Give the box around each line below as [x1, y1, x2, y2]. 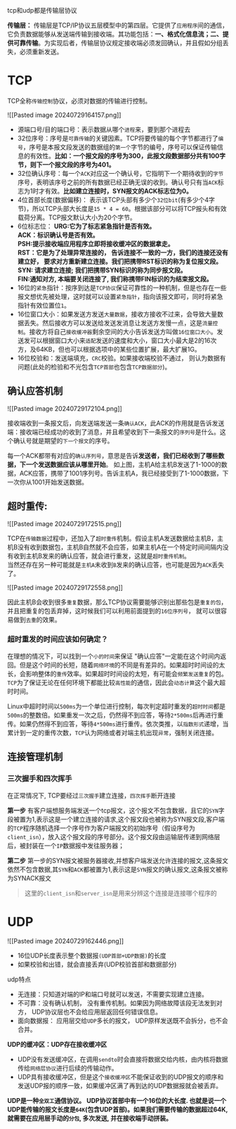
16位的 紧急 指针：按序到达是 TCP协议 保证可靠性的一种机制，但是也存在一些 [17, 283, 227, 292]
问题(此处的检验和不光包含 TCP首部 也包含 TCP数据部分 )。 [17, 362, 171, 371]
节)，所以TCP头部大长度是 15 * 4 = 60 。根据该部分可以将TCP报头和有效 [17, 204, 227, 212]
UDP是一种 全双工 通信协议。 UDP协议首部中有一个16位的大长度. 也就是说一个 [7, 1097, 227, 1105]
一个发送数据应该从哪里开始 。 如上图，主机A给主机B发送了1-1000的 [25, 460, 222, 468]
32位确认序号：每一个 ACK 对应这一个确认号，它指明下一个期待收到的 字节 [17, 169, 224, 177]
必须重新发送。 [19, 48, 63, 56]
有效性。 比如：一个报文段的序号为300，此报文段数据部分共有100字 [29, 151, 226, 160]
